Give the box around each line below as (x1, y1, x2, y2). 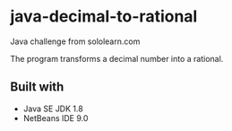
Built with (10, 79, 64, 95)
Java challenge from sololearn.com (10, 36, 141, 47)
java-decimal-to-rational (10, 6, 198, 27)
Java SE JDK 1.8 (22, 103, 83, 114)
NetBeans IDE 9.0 (22, 112, 89, 123)
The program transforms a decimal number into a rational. (10, 53, 224, 64)
